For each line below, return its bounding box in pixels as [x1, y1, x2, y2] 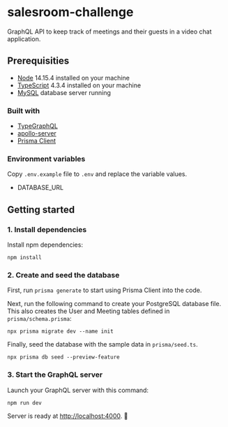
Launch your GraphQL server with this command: [7, 386, 149, 394]
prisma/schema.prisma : [7, 314, 72, 323]
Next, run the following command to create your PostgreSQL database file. [7, 300, 222, 308]
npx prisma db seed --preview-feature [7, 354, 120, 361]
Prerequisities [7, 55, 70, 67]
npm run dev [7, 399, 42, 406]
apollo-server [17, 129, 57, 138]
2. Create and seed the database [7, 270, 120, 280]
